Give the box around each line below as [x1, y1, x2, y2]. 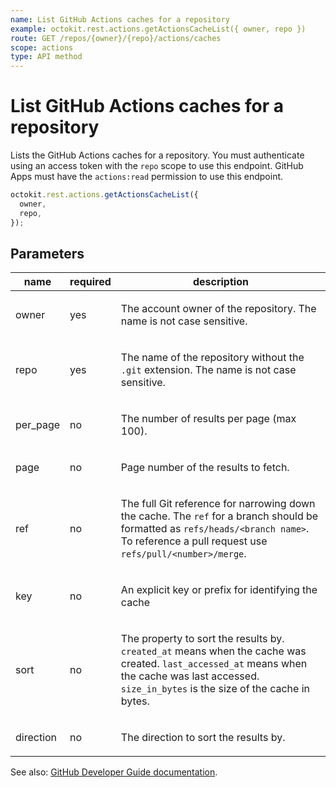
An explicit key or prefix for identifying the [120, 583, 318, 597]
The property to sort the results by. [120, 632, 285, 646]
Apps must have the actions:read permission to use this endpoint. [10, 171, 284, 183]
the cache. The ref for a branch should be [120, 509, 319, 523]
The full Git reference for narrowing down [120, 497, 316, 511]
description [192, 275, 249, 289]
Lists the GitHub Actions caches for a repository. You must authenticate [10, 149, 305, 161]
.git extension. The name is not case [120, 363, 297, 377]
